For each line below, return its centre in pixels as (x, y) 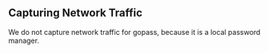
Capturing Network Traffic (75, 13)
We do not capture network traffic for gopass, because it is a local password (134, 32)
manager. (24, 40)
